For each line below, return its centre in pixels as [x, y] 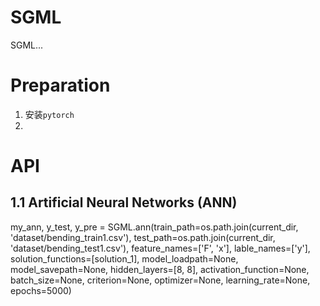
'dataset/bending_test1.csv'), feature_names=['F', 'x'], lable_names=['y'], [160, 248]
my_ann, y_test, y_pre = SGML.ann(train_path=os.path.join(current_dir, [154, 227]
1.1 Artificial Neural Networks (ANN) [124, 202]
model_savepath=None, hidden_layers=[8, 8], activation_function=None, [160, 269]
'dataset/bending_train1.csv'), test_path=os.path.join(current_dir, [143, 237]
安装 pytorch [49, 114]
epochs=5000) [41, 290]
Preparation [60, 85]
